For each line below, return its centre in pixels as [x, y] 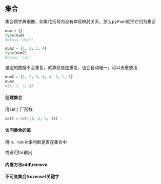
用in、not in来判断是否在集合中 [36, 142]
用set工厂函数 [19, 109]
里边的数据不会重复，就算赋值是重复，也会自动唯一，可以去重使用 [71, 68]
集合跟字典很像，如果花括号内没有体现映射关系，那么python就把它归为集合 [80, 21]
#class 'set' [18, 58]
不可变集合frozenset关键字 [32, 177]
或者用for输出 [19, 152]
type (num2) [16, 53]
